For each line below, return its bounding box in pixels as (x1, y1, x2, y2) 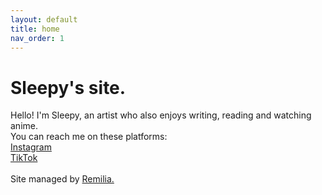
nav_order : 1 (10, 33, 65, 43)
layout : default (10, 14, 78, 25)
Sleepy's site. (10, 76, 127, 99)
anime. (10, 120, 38, 132)
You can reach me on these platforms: (10, 131, 168, 143)
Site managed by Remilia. (10, 173, 115, 185)
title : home (10, 24, 60, 34)
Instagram (10, 141, 52, 153)
